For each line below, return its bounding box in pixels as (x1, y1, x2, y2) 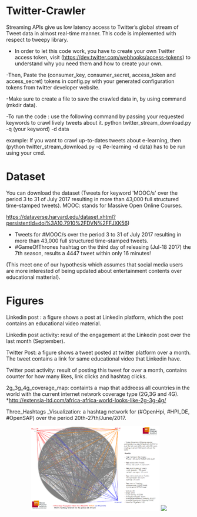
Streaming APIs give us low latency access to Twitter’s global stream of (6, 24, 179, 31)
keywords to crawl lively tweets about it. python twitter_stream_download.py (6, 119, 191, 126)
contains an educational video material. (6, 319, 102, 327)
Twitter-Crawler (6, 4, 86, 18)
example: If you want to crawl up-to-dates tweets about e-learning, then (6, 136, 181, 144)
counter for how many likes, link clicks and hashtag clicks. (6, 372, 147, 380)
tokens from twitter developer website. (6, 84, 100, 91)
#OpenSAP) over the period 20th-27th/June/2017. (6, 414, 126, 421)
